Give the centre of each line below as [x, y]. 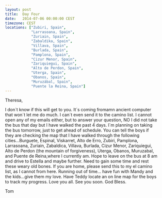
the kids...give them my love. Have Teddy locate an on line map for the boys [81, 176]
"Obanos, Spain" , [49, 77]
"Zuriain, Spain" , [49, 37]
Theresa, [14, 100]
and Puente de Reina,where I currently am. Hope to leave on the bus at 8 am [81, 156]
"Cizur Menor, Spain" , [54, 59]
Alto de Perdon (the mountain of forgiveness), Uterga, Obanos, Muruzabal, [80, 150]
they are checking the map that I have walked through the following [72, 135]
